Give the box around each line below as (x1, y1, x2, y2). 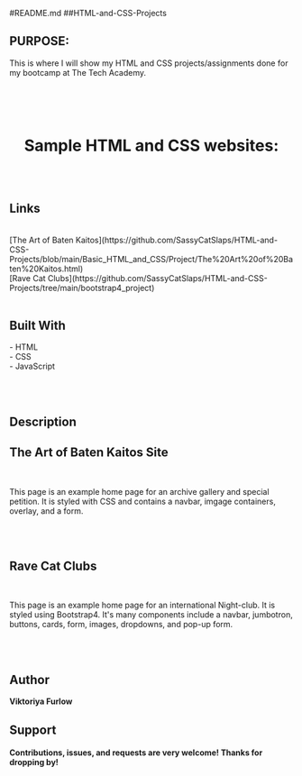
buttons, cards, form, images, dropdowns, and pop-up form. (9, 619, 233, 630)
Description (9, 414, 77, 429)
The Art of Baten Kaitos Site (9, 445, 169, 461)
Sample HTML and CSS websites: (23, 135, 279, 156)
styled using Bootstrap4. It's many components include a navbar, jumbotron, (9, 609, 293, 620)
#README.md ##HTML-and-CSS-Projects (9, 8, 167, 18)
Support (9, 722, 57, 737)
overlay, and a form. (9, 505, 84, 516)
